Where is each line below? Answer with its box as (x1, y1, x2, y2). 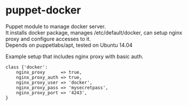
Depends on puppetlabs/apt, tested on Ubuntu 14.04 (5, 42, 133, 49)
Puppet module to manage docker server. (5, 23, 106, 30)
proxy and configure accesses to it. (5, 35, 92, 42)
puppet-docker (5, 4, 81, 17)
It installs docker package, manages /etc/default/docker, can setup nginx (5, 29, 183, 36)
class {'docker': (5, 64, 48, 70)
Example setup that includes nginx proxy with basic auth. (5, 53, 143, 60)
